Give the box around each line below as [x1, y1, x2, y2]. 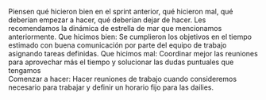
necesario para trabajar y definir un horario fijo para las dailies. [8, 83, 214, 92]
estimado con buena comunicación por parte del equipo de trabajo [8, 40, 227, 50]
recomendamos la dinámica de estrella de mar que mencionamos [8, 24, 222, 33]
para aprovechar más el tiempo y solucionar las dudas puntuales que [8, 57, 234, 67]
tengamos [8, 66, 41, 75]
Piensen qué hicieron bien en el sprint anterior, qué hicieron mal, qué [8, 7, 233, 16]
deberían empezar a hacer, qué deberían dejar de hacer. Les [8, 15, 206, 25]
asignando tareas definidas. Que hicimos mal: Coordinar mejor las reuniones [8, 49, 258, 58]
